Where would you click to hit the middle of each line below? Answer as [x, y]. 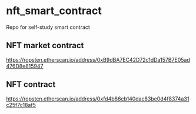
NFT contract [31, 84]
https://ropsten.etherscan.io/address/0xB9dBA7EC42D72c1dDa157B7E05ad [98, 59]
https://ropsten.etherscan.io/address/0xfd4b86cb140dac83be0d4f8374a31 [98, 99]
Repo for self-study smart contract [48, 27]
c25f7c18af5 [21, 105]
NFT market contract [45, 46]
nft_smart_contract [54, 11]
